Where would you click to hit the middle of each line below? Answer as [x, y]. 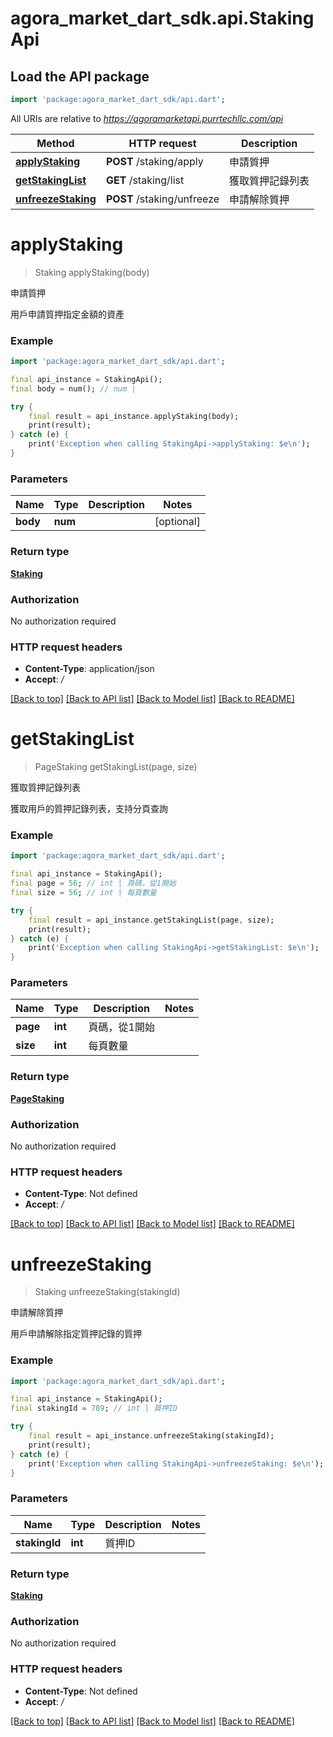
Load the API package [80, 76]
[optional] [177, 522]
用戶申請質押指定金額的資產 [67, 314]
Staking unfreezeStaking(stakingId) [107, 1292]
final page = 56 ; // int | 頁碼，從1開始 [93, 883]
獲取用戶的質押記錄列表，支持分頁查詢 [89, 809]
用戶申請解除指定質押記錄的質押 [76, 1334]
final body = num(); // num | [73, 388]
